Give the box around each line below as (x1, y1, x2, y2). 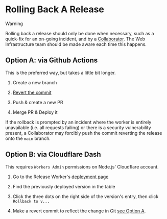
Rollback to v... (12, 199, 50, 204)
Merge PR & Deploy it (12, 109, 58, 115)
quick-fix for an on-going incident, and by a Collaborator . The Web (5, 36, 146, 42)
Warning (5, 20, 23, 27)
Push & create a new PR (12, 99, 63, 105)
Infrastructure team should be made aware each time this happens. (5, 41, 147, 47)
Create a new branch (12, 79, 57, 85)
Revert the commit (12, 89, 52, 95)
